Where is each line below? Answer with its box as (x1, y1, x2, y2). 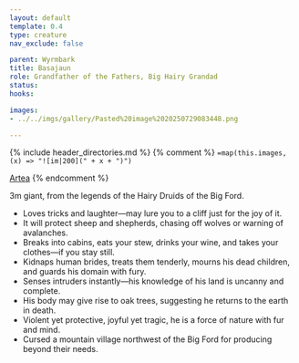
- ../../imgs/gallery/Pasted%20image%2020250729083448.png (9, 114, 239, 123)
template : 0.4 (9, 22, 64, 31)
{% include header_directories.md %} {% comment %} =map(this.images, (9, 147, 287, 158)
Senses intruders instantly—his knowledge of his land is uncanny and (22, 275, 284, 287)
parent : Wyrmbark (9, 56, 76, 65)
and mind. (22, 325, 61, 336)
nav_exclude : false (9, 38, 84, 48)
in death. (22, 305, 57, 316)
